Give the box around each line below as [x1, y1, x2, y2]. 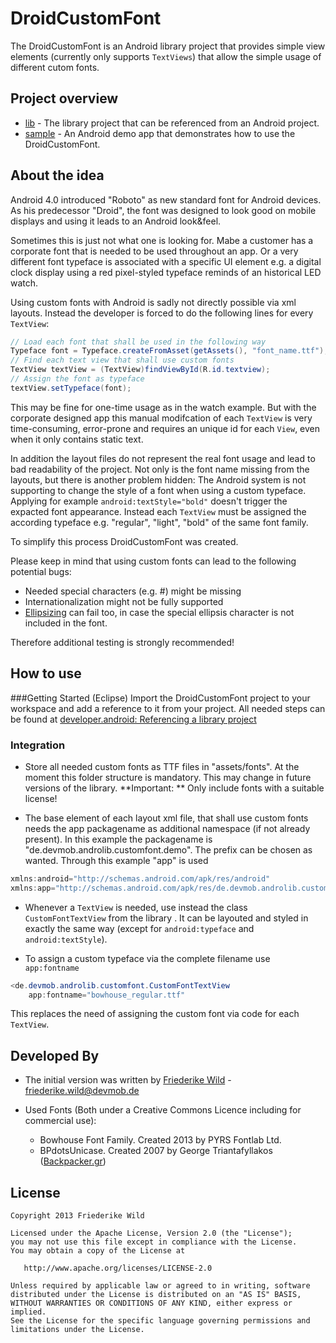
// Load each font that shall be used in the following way [10, 337, 267, 347]
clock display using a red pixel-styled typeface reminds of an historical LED [10, 266, 322, 278]
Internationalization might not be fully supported [24, 595, 224, 607]
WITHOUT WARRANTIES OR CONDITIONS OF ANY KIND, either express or [10, 1298, 293, 1309]
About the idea [10, 167, 105, 184]
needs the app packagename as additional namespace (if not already [24, 822, 311, 834]
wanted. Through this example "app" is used [24, 854, 209, 866]
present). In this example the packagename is [24, 833, 213, 845]
